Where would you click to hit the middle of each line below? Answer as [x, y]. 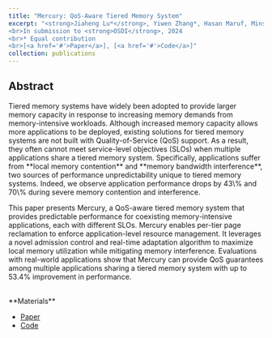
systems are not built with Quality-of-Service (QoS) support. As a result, [129, 140]
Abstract [31, 86]
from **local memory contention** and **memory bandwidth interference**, [136, 166]
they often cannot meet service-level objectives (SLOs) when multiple [125, 149]
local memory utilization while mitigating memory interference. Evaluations [133, 250]
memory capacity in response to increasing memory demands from [121, 114]
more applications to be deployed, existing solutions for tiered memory [126, 131]
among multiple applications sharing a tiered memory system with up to [128, 267]
